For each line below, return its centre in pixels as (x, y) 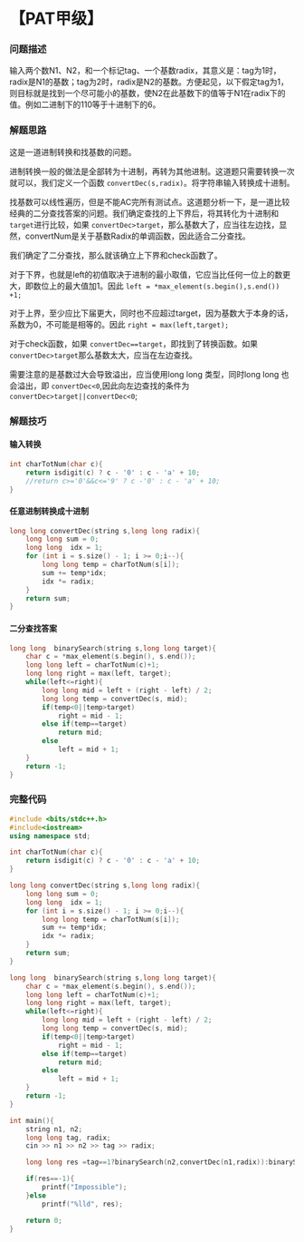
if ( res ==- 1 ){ (50, 1179)
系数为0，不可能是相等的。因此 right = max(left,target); (119, 324)
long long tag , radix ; (68, 1138)
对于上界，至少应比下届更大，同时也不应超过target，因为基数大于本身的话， (151, 313)
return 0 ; (44, 1220)
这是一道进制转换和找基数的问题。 (73, 152)
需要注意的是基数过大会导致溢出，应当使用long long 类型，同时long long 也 (149, 374)
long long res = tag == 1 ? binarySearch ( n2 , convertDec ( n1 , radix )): (147, 1162)
